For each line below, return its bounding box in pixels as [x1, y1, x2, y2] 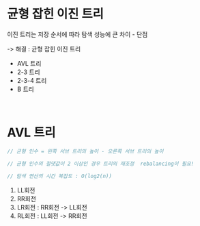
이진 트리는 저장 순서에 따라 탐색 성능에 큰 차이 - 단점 [7, 30, 148, 38]
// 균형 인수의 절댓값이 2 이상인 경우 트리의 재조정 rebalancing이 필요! [7, 160, 195, 167]
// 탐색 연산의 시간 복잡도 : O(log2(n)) [7, 173, 113, 179]
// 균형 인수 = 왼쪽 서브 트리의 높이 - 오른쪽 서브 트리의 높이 [7, 148, 164, 155]
